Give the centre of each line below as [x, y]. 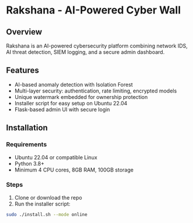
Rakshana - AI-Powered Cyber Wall [94, 10]
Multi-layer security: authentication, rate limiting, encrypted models [96, 91]
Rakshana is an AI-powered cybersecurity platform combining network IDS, [97, 46]
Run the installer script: [42, 204]
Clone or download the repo [48, 197]
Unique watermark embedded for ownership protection [81, 97]
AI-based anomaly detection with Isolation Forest [74, 84]
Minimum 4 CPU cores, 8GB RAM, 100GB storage [74, 170]
